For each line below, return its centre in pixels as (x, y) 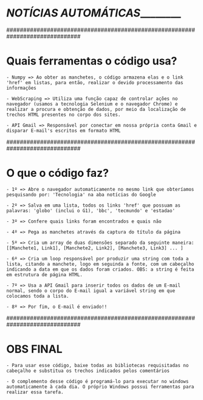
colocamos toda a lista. (38, 296)
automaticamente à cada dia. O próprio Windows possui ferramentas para (100, 387)
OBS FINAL (34, 349)
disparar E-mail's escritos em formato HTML (64, 130)
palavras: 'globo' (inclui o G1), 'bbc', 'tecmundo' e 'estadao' (91, 210)
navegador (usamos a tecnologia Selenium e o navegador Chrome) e (92, 104)
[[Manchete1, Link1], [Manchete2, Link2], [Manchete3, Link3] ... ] (95, 248)
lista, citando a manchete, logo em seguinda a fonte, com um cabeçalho (100, 264)
